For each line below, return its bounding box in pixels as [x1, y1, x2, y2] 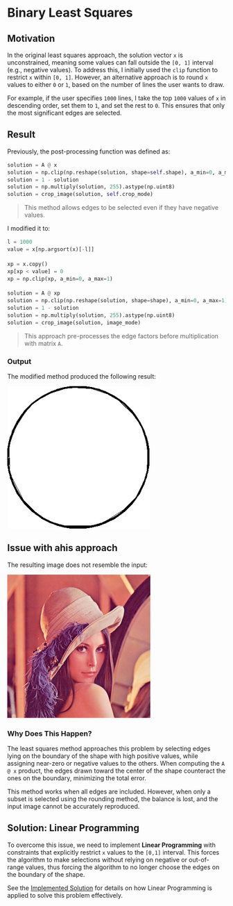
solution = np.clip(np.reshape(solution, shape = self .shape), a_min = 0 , [7, 169, 216, 176]
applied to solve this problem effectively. [7, 891, 123, 899]
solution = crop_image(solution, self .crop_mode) [7, 191, 154, 198]
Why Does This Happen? [7, 728, 92, 738]
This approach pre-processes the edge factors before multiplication [24, 331, 218, 340]
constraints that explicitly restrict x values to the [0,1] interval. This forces [7, 848, 220, 856]
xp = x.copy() [7, 261, 49, 267]
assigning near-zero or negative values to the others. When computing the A [7, 759, 225, 768]
